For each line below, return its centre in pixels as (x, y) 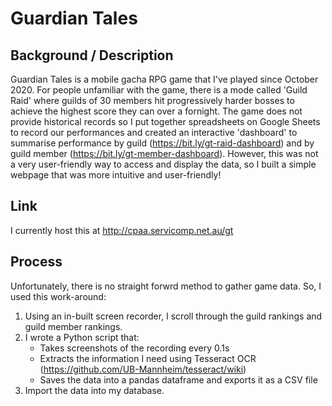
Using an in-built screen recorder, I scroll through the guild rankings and (173, 316)
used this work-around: (58, 296)
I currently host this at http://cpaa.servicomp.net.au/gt (122, 230)
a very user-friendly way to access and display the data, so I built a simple (163, 164)
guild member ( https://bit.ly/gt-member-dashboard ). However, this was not (164, 153)
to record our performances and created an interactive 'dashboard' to (154, 132)
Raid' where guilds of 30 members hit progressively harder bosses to (152, 100)
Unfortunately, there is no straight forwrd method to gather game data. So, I (166, 286)
